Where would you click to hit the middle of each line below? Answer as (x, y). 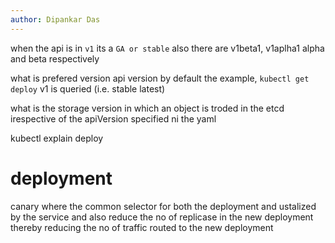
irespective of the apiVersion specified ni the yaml (113, 118)
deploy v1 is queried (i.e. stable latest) (88, 88)
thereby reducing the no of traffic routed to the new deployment (142, 227)
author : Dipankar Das (55, 19)
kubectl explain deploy (57, 138)
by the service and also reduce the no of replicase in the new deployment (162, 217)
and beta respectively (55, 58)
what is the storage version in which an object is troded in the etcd (147, 108)
